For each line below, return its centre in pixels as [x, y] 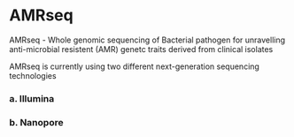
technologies [33, 75]
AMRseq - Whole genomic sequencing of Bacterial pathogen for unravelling [147, 40]
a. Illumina [32, 98]
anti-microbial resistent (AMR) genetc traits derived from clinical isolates [141, 49]
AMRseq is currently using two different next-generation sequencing [134, 66]
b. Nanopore [36, 122]
